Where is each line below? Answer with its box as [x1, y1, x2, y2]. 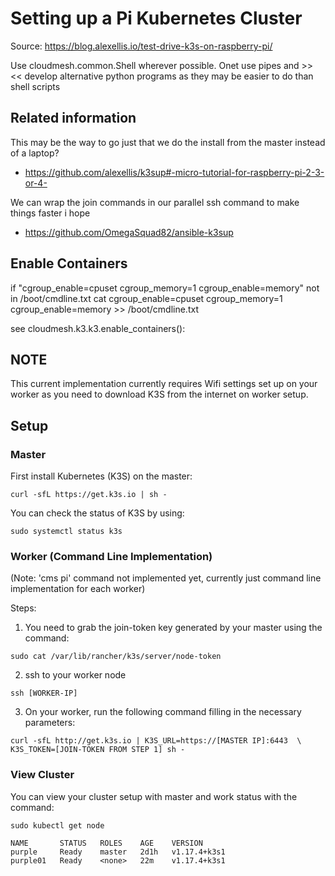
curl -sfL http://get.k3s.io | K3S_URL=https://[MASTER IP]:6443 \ [10, 736, 302, 746]
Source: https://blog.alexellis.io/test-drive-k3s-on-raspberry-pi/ [10, 40, 273, 52]
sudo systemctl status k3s [10, 527, 123, 537]
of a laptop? [10, 147, 60, 159]
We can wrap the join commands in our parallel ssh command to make [10, 196, 300, 208]
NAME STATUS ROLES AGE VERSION [10, 838, 203, 848]
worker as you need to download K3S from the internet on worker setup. [10, 388, 309, 401]
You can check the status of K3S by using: [10, 507, 185, 519]
